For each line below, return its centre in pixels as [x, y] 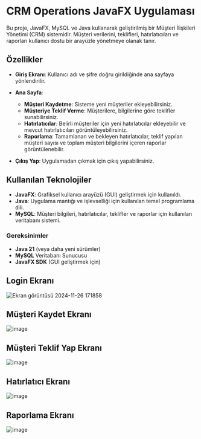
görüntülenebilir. [44, 149]
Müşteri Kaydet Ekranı [49, 315]
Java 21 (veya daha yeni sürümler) [58, 249]
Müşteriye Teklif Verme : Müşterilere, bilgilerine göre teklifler [100, 111]
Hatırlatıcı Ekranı [38, 381]
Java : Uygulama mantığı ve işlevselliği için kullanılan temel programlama [105, 201]
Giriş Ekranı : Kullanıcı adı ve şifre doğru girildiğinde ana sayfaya [94, 74]
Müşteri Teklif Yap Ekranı [54, 348]
